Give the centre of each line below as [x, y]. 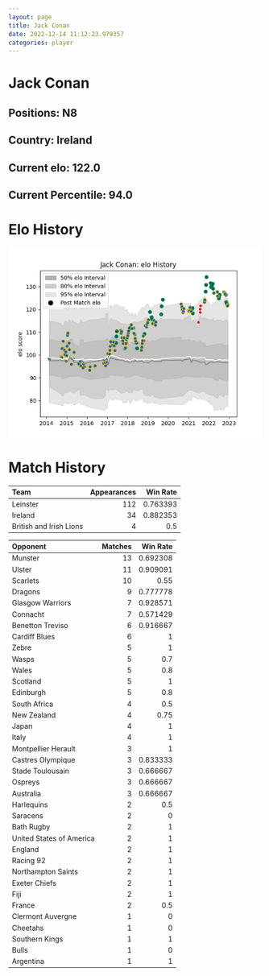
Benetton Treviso [40, 625]
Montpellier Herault [44, 748]
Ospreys [26, 782]
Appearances [113, 492]
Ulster [22, 569]
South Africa [33, 704]
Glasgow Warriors [41, 603]
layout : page [30, 17]
